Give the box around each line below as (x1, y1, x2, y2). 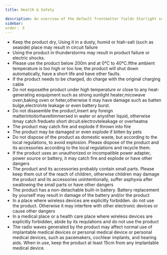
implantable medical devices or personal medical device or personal (12, 229, 153, 235)
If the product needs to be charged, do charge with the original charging (12, 76, 161, 82)
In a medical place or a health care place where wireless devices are (12, 213, 153, 219)
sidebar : (5, 21, 23, 26)
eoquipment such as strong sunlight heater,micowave (35, 92, 146, 98)
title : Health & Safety (5, 7, 55, 12)
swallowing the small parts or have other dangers (12, 182, 114, 188)
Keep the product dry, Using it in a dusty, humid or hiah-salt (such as (12, 39, 154, 45)
